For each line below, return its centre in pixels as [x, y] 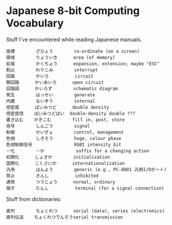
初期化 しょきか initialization [58, 157]
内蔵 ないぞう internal [51, 101]
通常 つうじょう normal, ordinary [61, 182]
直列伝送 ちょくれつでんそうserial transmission [64, 217]
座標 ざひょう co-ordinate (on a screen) [73, 51]
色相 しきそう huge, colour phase [64, 138]
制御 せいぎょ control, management [65, 132]
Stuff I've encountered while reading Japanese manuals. [74, 39]
